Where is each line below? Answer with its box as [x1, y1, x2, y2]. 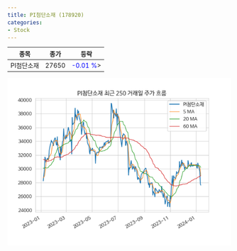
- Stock [7, 26, 31, 33]
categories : [7, 18, 43, 26]
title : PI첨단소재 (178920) [7, 11, 84, 18]
